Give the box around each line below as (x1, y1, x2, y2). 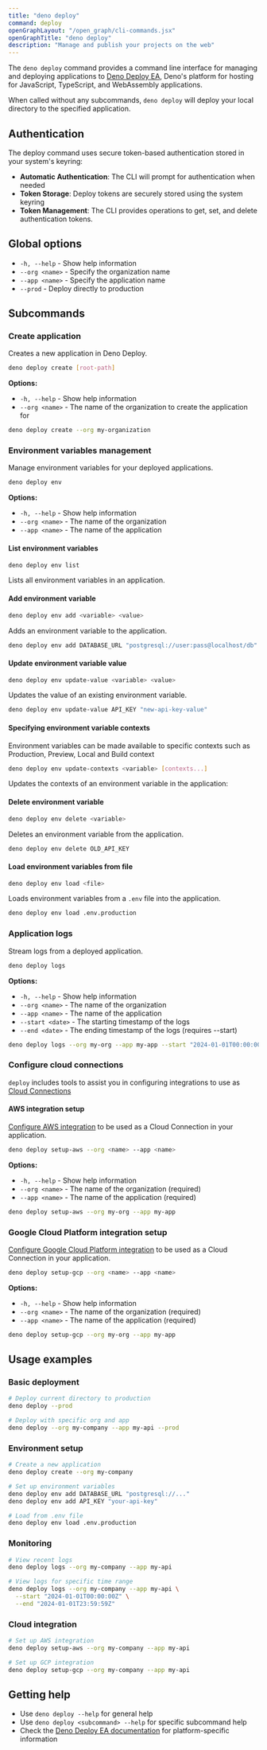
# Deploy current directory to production (8, 1394, 151, 1403)
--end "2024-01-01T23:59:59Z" (15, 1600, 115, 1608)
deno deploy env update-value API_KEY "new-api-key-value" (8, 706, 208, 714)
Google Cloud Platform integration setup (8, 1226, 168, 1237)
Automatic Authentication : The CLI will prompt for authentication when (19, 172, 256, 181)
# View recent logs (8, 1556, 73, 1564)
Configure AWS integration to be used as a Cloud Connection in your (8, 1121, 234, 1131)
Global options (8, 237, 82, 251)
